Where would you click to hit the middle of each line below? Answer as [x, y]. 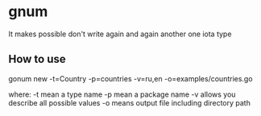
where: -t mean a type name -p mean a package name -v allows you [122, 94]
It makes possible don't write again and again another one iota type [120, 34]
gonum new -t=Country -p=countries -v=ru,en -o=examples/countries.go [130, 78]
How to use [37, 59]
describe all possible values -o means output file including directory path [130, 102]
